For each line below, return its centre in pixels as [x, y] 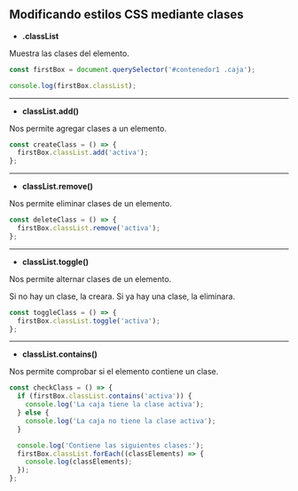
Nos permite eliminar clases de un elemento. [91, 204]
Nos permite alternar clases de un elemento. [90, 278]
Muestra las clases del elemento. [70, 53]
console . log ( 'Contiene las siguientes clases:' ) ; [110, 445]
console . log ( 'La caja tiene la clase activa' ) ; [114, 405]
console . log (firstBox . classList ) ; [73, 85]
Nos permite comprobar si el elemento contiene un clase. [114, 372]
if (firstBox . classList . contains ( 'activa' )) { [105, 396]
